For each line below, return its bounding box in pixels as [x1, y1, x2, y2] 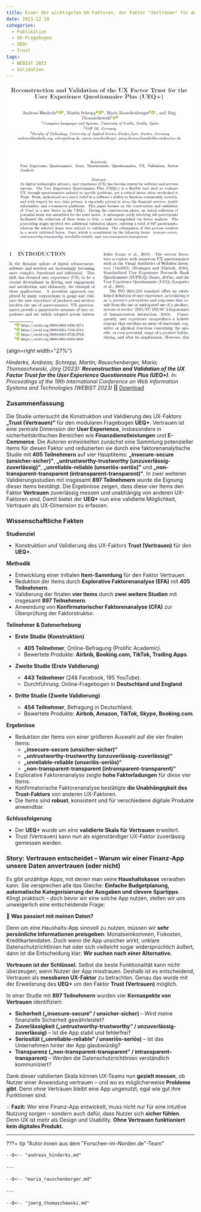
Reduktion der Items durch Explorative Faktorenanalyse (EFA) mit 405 [14, 578, 190, 585]
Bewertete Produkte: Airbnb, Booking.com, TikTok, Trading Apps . [23, 651, 188, 658]
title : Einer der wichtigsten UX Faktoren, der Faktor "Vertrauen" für [6, 10, 188, 16]
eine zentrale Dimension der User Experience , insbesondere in [6, 425, 162, 433]
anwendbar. [14, 803, 45, 811]
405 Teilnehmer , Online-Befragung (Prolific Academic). [23, 645, 162, 652]
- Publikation [11, 29, 47, 35]
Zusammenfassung [6, 399, 65, 407]
